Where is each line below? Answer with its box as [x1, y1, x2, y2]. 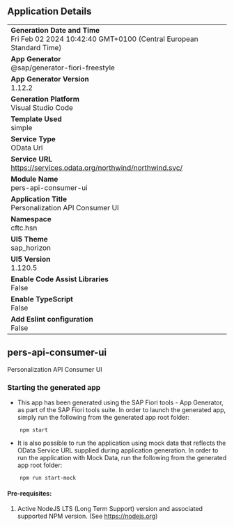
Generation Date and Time [10, 25, 100, 35]
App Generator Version [10, 74, 89, 84]
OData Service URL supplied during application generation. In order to [17, 446, 219, 455]
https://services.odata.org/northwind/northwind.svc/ [10, 163, 183, 173]
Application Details [7, 6, 92, 17]
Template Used [10, 114, 63, 124]
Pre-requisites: [7, 489, 52, 497]
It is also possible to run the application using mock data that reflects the [17, 439, 226, 447]
